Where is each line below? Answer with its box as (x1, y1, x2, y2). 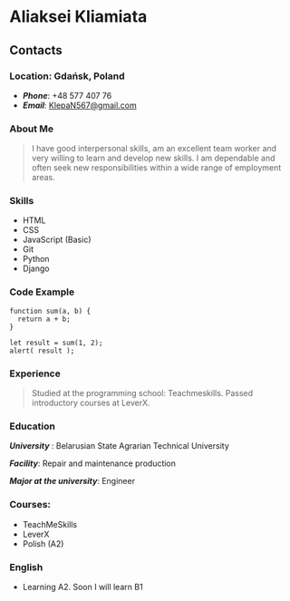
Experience (9, 367, 61, 380)
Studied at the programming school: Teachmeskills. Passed (31, 388, 254, 399)
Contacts (9, 43, 63, 58)
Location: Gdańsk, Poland (9, 70, 125, 82)
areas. (31, 172, 56, 183)
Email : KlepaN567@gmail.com (22, 100, 138, 111)
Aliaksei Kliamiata (9, 6, 148, 27)
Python (22, 254, 50, 265)
